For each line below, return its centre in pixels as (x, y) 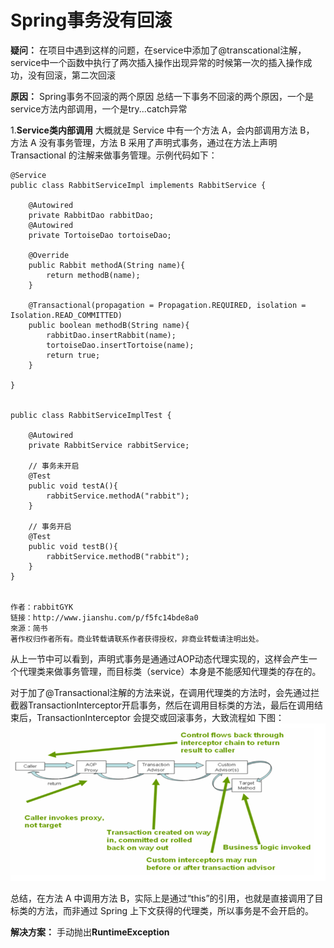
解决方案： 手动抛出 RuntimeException (90, 932)
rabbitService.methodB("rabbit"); (118, 556)
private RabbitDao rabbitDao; (91, 215)
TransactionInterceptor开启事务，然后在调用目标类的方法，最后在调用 (171, 705)
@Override (49, 255)
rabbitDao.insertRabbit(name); (111, 335)
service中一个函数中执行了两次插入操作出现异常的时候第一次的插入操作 (157, 62)
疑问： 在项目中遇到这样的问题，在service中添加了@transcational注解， (158, 50)
